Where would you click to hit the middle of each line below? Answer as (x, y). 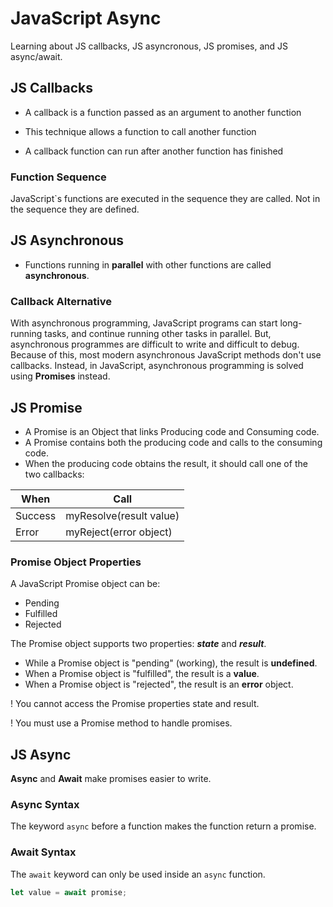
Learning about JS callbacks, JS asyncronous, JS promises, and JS (149, 46)
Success (36, 515)
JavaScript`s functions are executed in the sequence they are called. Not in (165, 199)
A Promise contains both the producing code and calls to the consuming (173, 442)
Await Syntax (43, 852)
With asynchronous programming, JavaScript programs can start (144, 323)
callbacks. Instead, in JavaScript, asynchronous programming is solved (157, 366)
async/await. (36, 56)
